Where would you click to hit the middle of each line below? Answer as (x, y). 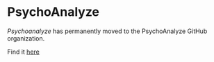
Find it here (23, 52)
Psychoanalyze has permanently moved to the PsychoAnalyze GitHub (107, 31)
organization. (26, 38)
